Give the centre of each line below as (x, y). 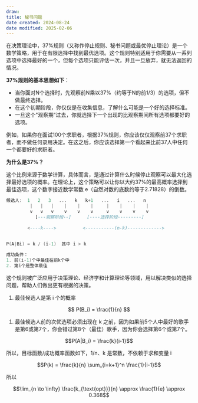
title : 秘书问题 (24, 17)
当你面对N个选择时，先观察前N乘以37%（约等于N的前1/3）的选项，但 (99, 93)
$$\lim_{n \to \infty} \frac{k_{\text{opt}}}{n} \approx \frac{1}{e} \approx (99, 389)
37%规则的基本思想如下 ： (38, 80)
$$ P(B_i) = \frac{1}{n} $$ (99, 309)
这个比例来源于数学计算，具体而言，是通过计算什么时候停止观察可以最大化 (96, 175)
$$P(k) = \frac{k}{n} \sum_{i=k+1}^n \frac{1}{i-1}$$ (99, 365)
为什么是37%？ (25, 162)
